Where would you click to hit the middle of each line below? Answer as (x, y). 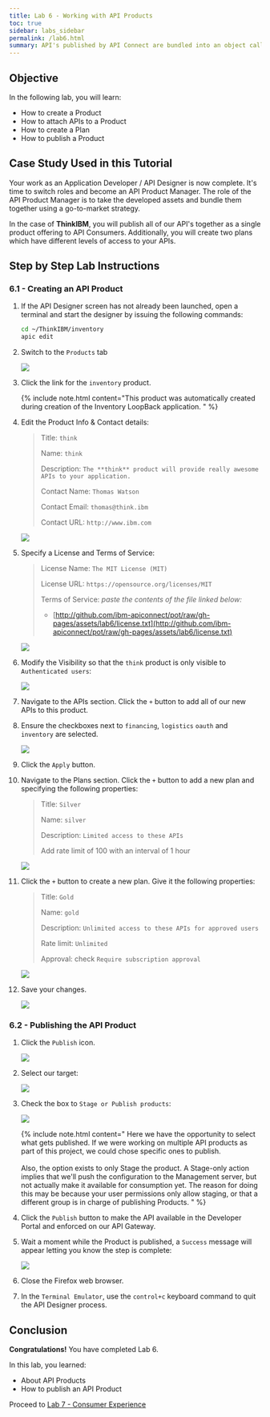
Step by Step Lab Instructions (85, 266)
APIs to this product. (54, 711)
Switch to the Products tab (64, 352)
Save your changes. (54, 989)
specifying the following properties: (79, 789)
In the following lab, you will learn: (65, 97)
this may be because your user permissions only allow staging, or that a (139, 1194)
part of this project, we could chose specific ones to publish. (121, 1151)
